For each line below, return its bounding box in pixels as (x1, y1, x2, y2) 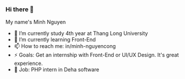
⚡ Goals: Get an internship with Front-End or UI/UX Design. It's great (13, 51, 179, 59)
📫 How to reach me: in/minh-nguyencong (13, 43, 117, 50)
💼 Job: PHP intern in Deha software (13, 66, 100, 73)
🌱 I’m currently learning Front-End (13, 36, 96, 43)
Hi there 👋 (5, 5, 35, 13)
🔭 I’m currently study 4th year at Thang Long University (13, 30, 148, 37)
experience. (13, 60, 43, 67)
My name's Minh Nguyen (5, 19, 66, 26)
